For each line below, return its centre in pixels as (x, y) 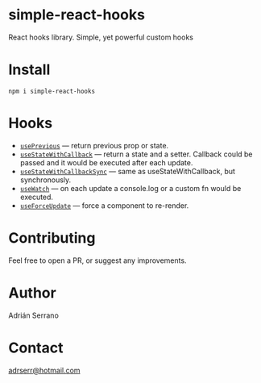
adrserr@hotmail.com (44, 370)
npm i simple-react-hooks (52, 91)
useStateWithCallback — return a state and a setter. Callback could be (136, 154)
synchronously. (46, 180)
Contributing (52, 238)
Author (32, 293)
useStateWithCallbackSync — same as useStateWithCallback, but (128, 171)
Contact (36, 348)
